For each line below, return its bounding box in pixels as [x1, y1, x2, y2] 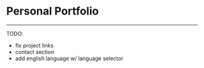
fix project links [15, 41, 54, 49]
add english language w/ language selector [15, 55, 123, 62]
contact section [15, 48, 55, 55]
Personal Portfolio [6, 4, 99, 18]
